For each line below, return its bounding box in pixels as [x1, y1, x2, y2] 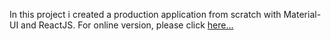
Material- [283, 9, 322, 20]
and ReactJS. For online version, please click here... [20, 19, 234, 31]
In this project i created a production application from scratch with [9, 9, 282, 20]
